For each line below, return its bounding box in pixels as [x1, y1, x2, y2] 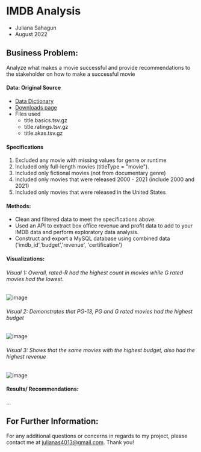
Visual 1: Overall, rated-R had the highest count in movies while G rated [6, 269, 184, 276]
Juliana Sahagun [14, 24, 57, 31]
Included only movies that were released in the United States [14, 188, 166, 196]
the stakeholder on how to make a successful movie [6, 70, 135, 78]
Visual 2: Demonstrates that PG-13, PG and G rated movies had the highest [6, 308, 193, 315]
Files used [14, 110, 41, 117]
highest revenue [6, 353, 46, 360]
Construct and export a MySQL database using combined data [14, 235, 170, 242]
